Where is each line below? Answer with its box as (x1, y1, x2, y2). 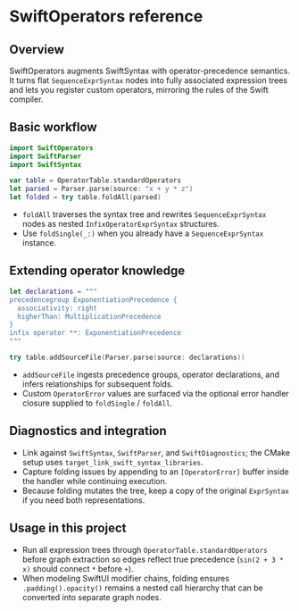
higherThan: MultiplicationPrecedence (17, 312, 162, 321)
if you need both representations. (21, 494, 145, 506)
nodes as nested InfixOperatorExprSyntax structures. (21, 219, 220, 230)
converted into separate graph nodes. (21, 591, 162, 602)
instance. (21, 238, 56, 248)
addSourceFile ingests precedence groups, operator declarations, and (21, 369, 279, 380)
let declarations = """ (9, 287, 98, 296)
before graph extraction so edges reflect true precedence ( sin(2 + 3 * (21, 554, 284, 565)
